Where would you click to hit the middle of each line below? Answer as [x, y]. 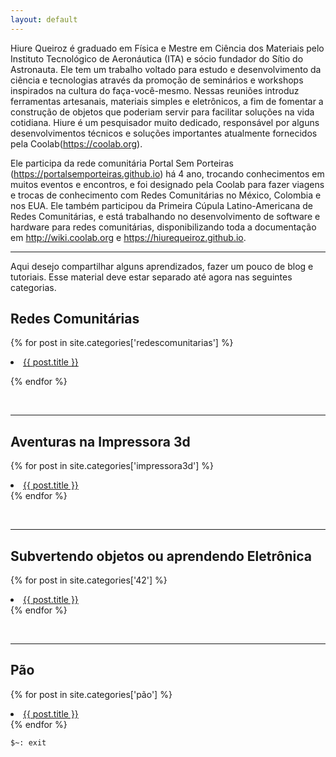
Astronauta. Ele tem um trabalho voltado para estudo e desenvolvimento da [166, 69]
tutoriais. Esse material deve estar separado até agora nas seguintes [151, 277]
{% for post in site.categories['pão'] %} [91, 694]
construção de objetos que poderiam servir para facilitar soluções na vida [162, 112]
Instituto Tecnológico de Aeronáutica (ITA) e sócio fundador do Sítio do [157, 58]
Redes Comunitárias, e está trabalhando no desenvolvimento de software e [165, 216]
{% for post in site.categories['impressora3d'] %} [112, 466]
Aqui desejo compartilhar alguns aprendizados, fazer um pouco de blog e [162, 266]
